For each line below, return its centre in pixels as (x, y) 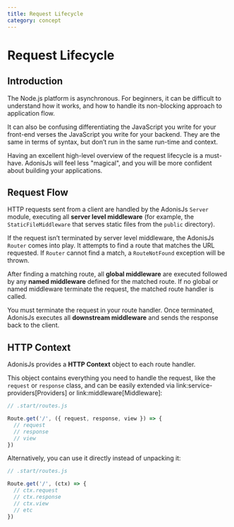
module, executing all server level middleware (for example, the (101, 217)
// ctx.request (36, 490)
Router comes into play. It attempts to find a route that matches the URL (111, 246)
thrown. (18, 261)
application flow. (31, 113)
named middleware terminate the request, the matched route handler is (111, 289)
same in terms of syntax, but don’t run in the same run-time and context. (113, 142)
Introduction (35, 81)
